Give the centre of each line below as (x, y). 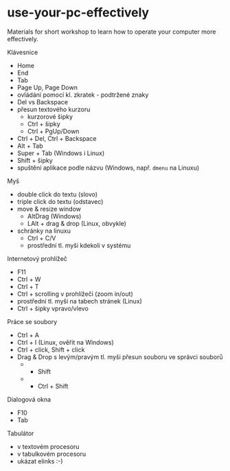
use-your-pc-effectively (78, 13)
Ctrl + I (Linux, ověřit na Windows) (66, 342)
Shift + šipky (35, 160)
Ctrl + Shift (53, 386)
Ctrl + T (28, 286)
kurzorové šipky (50, 116)
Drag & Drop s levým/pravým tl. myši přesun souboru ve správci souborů (120, 357)
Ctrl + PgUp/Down (53, 131)
